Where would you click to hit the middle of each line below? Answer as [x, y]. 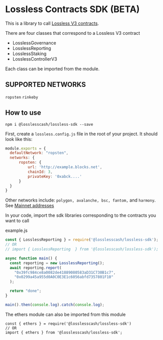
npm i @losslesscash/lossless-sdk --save [49, 124]
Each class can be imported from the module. [52, 69]
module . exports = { [26, 148]
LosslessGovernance [34, 43]
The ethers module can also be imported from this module [65, 314]
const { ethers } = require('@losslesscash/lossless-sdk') [68, 324]
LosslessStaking [29, 54]
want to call [17, 221]
